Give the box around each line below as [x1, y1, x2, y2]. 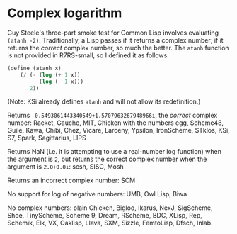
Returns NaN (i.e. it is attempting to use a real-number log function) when [7, 147, 221, 156]
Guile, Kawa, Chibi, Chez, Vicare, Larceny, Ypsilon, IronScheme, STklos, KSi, [7, 126, 230, 135]
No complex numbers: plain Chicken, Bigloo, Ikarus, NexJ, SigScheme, [7, 204, 214, 212]
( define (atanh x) [7, 65, 62, 72]
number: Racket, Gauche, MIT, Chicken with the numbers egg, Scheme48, [7, 118, 224, 127]
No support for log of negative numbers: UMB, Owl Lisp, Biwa [7, 190, 187, 199]
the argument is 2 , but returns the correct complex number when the [7, 155, 207, 164]
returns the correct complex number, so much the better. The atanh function [7, 43, 229, 52]
